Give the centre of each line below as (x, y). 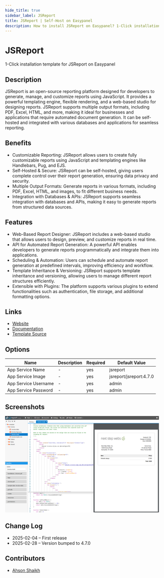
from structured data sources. (42, 207)
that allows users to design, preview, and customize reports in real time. (84, 239)
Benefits (18, 143)
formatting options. (31, 297)
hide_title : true (23, 10)
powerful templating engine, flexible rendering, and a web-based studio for (81, 102)
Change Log (24, 526)
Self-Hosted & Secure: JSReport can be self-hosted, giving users (78, 170)
